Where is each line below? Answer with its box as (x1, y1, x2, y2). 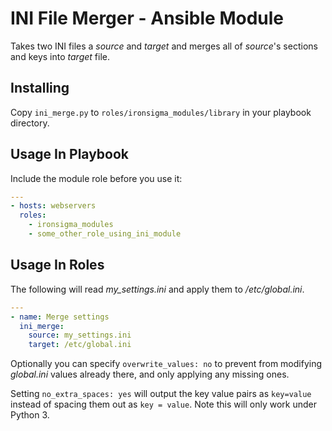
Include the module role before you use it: (10, 172, 183, 184)
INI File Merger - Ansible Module (10, 7, 284, 30)
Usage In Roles (10, 257, 105, 274)
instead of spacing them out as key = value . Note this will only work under (10, 398, 317, 411)
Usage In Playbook (10, 146, 130, 163)
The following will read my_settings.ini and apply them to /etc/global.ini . (10, 283, 305, 295)
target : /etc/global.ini (28, 340, 132, 350)
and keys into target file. (10, 50, 110, 62)
